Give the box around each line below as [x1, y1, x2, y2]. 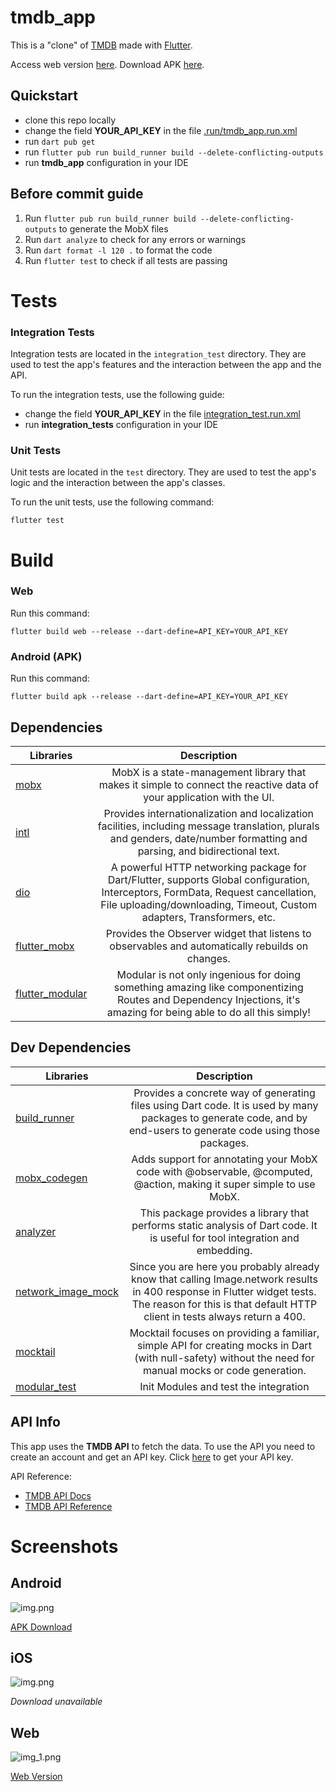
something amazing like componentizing [113, 980, 304, 994]
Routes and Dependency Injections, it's [116, 992, 301, 1006]
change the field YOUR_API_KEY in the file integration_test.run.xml [24, 408, 301, 420]
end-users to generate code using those [128, 1123, 321, 1137]
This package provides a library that [139, 1206, 310, 1220]
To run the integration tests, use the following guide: [10, 389, 225, 401]
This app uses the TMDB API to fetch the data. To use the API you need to [10, 1440, 316, 1452]
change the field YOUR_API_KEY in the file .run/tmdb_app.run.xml [24, 124, 298, 136]
